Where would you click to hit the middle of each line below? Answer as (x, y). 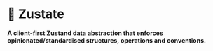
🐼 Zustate (36, 14)
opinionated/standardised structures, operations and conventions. (107, 40)
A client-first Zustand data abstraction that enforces (85, 33)
